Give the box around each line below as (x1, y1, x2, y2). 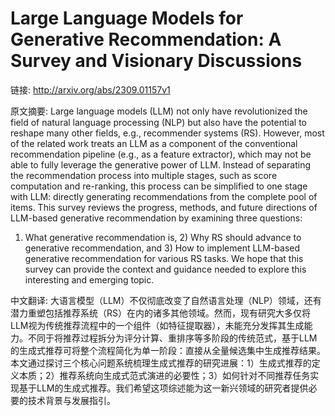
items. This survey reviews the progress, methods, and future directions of (10, 201, 318, 213)
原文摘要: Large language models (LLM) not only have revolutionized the (10, 105, 308, 117)
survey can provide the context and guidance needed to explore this (24, 263, 307, 275)
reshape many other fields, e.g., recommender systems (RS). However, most (10, 127, 325, 139)
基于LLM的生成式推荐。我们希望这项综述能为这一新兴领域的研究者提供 (18, 382, 309, 394)
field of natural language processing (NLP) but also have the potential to (10, 116, 307, 128)
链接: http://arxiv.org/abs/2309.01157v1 (10, 83, 171, 96)
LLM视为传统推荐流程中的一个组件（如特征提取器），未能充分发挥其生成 (10, 319, 305, 331)
